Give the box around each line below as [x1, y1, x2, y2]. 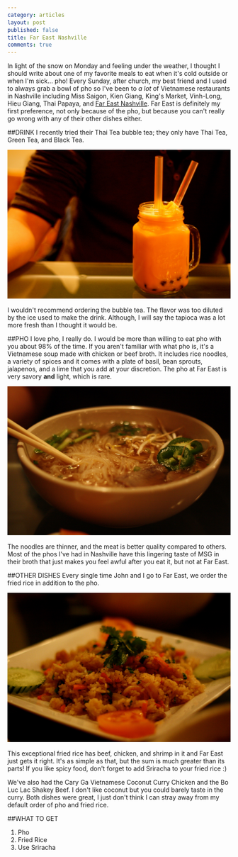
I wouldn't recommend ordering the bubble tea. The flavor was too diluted [7, 306, 223, 315]
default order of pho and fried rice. [7, 800, 109, 809]
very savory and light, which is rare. [7, 372, 112, 381]
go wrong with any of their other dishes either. [7, 114, 142, 123]
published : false [7, 26, 59, 33]
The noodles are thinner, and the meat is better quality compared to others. [7, 542, 227, 551]
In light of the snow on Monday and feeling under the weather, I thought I [7, 62, 220, 70]
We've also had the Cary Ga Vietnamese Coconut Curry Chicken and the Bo [7, 778, 229, 786]
